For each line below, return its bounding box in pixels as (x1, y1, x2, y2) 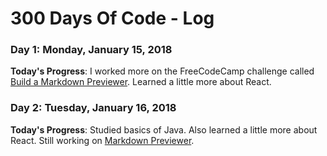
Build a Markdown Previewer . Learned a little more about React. (10, 76, 272, 88)
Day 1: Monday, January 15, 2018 (10, 43, 173, 57)
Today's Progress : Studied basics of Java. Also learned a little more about (10, 123, 318, 136)
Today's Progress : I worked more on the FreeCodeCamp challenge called (10, 65, 315, 77)
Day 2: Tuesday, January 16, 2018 (10, 101, 177, 115)
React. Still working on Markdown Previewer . (10, 134, 195, 146)
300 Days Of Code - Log (10, 7, 215, 30)
